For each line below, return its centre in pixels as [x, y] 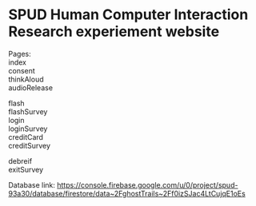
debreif [20, 160]
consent [22, 70]
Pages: [20, 53]
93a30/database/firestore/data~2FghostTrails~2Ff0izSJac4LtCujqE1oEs [127, 193]
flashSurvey [28, 111]
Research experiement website [114, 32]
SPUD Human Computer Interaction [128, 15]
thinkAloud [26, 79]
